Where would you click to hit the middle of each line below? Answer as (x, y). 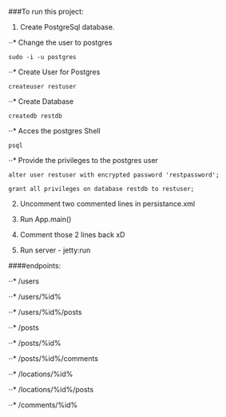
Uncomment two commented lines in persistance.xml (107, 204)
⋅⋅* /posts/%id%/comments (53, 358)
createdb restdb (35, 116)
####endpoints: (35, 266)
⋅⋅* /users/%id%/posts (45, 312)
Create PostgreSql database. (67, 27)
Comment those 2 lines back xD (72, 234)
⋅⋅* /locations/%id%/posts (51, 389)
